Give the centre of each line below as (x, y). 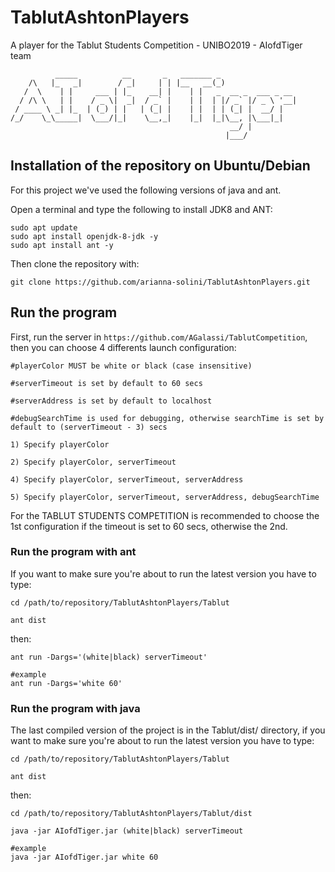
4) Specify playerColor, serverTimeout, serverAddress (127, 479)
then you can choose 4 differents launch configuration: (123, 347)
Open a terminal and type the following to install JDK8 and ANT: (141, 209)
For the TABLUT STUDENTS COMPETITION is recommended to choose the (165, 515)
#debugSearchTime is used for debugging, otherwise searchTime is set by (167, 418)
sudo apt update (44, 227)
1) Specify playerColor (60, 444)
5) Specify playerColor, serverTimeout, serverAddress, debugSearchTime (165, 497)
